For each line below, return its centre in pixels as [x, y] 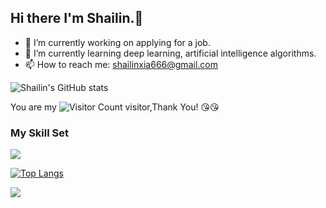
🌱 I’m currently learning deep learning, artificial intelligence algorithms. [170, 53]
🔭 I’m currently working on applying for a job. [117, 42]
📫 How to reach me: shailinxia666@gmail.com [121, 64]
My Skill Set [39, 133]
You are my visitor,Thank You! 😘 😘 [115, 107]
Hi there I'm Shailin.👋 [77, 18]
